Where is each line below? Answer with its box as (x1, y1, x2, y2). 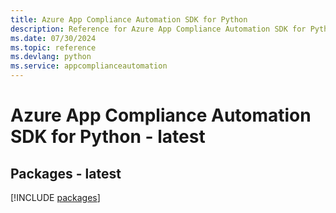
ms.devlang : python (10, 52, 92, 62)
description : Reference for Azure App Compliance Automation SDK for (10, 24, 307, 34)
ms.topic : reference (10, 42, 97, 53)
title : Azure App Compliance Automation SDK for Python (10, 14, 248, 25)
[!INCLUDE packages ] (10, 192, 101, 203)
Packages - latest (10, 165, 122, 182)
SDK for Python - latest (10, 126, 206, 148)
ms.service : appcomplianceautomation (10, 61, 168, 71)
